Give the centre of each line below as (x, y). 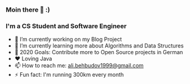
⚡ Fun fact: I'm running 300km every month (69, 75)
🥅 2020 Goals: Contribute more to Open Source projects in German (99, 52)
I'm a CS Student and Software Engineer (66, 26)
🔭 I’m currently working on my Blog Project (68, 40)
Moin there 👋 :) (28, 10)
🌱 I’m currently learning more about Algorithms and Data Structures (99, 46)
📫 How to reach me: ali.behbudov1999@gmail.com (79, 66)
